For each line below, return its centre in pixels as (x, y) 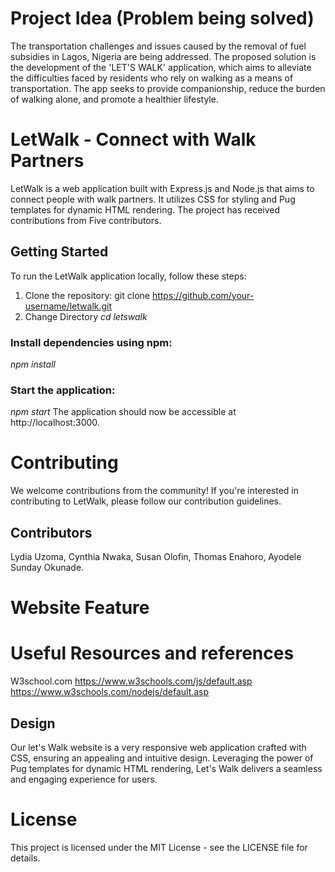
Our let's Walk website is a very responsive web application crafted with (158, 747)
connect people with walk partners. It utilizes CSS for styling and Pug (153, 199)
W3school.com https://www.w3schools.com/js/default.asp (131, 681)
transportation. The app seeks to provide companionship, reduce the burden (168, 88)
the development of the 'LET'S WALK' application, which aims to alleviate (161, 67)
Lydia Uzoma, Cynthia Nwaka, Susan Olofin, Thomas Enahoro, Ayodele (156, 557)
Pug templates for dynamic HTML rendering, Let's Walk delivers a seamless (166, 768)
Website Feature (80, 608)
